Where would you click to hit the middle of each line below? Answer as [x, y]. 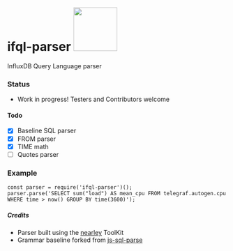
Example [22, 173]
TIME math [33, 146]
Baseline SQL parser [47, 131]
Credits [18, 215]
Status [18, 84]
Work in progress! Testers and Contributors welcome [93, 99]
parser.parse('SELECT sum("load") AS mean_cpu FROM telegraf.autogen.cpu [117, 193]
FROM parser [37, 139]
